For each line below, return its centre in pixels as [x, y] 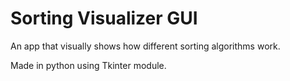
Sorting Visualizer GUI [104, 18]
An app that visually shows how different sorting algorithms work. [145, 46]
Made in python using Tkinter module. [88, 65]
